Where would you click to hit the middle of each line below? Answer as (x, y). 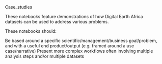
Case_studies (19, 7)
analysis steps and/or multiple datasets (45, 56)
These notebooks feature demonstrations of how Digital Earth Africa (74, 16)
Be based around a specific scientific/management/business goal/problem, (81, 41)
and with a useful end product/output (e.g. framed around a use (69, 46)
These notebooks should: (31, 31)
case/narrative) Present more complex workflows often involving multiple (79, 51)
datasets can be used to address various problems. (57, 22)
